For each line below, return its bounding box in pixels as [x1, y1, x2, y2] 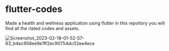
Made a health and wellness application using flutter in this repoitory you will [5, 20, 165, 26]
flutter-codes [5, 3, 62, 15]
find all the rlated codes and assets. [5, 25, 80, 31]
